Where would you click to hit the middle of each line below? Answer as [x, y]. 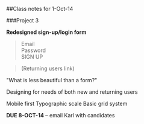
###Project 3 [23, 20]
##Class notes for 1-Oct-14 [40, 9]
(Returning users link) [48, 68]
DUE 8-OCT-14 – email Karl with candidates [61, 115]
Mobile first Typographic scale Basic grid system [67, 103]
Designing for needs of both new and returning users [72, 92]
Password [33, 50]
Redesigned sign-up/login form [46, 32]
